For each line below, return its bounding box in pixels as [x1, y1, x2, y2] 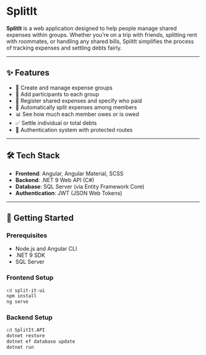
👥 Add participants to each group [15, 90, 99, 97]
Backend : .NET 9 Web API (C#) [15, 176, 95, 183]
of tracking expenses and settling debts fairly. [6, 44, 122, 52]
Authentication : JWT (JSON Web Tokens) [15, 189, 123, 197]
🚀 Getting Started [6, 213, 74, 223]
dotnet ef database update [6, 338, 75, 345]
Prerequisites [6, 231, 47, 240]
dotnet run [6, 345, 34, 351]
